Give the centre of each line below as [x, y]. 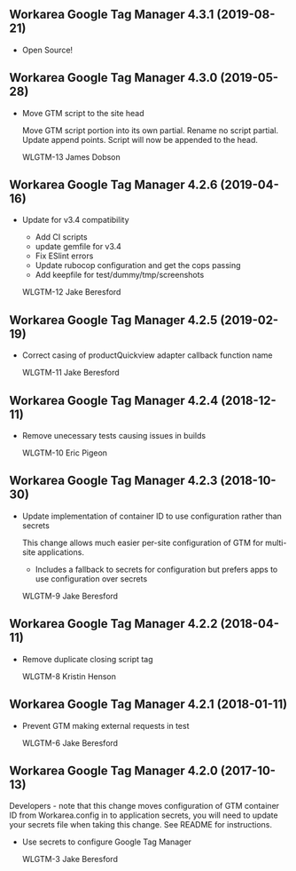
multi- [276, 542]
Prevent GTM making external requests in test [105, 725]
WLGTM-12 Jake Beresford [71, 292]
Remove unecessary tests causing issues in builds [114, 436]
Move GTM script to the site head [83, 113]
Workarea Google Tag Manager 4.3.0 [113, 78]
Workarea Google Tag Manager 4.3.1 [112, 15]
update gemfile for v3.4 [78, 247]
